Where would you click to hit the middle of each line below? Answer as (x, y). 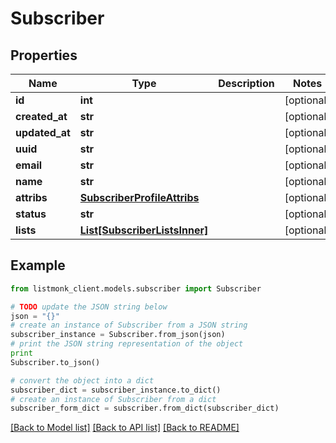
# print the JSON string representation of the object (127, 344)
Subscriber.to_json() (55, 362)
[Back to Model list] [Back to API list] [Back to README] (125, 428)
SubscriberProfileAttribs (139, 197)
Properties (44, 55)
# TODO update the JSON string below (89, 307)
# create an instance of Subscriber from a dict (113, 399)
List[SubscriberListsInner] (144, 230)
